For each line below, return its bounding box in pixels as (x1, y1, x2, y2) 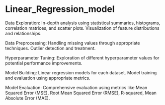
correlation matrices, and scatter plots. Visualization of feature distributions (5, 25, 160, 31)
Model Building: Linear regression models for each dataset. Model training (5, 69, 157, 75)
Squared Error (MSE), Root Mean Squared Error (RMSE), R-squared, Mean (5, 90, 157, 96)
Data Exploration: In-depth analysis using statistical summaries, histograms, (5, 20, 161, 26)
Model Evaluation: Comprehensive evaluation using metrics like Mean (5, 84, 148, 90)
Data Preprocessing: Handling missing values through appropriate (5, 40, 140, 46)
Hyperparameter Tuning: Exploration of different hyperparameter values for (5, 54, 160, 60)
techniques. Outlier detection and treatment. (5, 45, 96, 51)
